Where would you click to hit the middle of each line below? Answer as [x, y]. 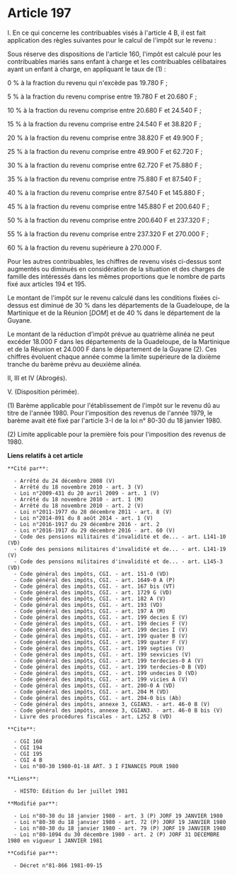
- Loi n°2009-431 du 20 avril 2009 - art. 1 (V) [87, 493]
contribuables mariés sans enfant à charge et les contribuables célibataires [117, 61]
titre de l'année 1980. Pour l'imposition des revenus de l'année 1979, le [110, 413]
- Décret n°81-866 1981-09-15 [58, 865]
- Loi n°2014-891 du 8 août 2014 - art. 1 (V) [83, 518]
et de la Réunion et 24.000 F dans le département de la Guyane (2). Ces [112, 349]
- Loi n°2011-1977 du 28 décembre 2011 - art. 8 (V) [93, 512]
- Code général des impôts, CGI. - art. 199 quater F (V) [101, 642]
